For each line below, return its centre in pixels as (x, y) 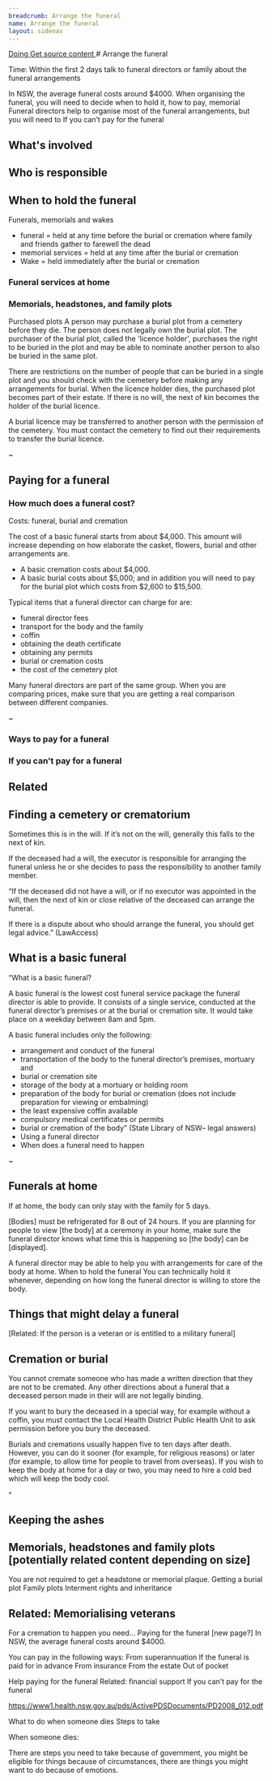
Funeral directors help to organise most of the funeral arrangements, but (129, 111)
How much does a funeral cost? (72, 503)
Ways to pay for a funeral (59, 739)
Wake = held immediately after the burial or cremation (110, 261)
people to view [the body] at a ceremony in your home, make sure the (125, 1230)
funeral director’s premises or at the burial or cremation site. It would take (131, 1010)
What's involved (51, 145)
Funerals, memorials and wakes (61, 219)
